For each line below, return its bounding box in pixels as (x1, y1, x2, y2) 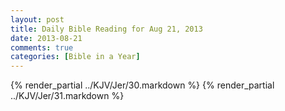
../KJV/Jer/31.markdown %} (10, 90, 125, 102)
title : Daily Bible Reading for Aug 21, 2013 (10, 24, 203, 34)
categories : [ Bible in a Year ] (10, 52, 141, 62)
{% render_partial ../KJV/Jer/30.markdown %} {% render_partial (10, 79, 275, 91)
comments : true (10, 42, 74, 53)
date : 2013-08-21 (10, 33, 83, 43)
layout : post (10, 14, 65, 25)
